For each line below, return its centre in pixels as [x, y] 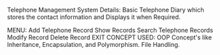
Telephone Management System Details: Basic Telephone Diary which [106, 10]
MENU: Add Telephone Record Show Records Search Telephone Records [110, 30]
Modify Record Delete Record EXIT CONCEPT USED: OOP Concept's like [110, 37]
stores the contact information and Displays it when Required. [94, 17]
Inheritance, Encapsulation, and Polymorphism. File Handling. [94, 44]
